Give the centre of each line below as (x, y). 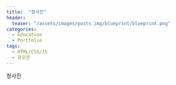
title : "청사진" (27, 12)
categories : (21, 29)
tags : (13, 46)
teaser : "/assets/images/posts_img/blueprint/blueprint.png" (91, 23)
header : (16, 18)
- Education (27, 35)
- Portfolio (27, 40)
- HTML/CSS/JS (30, 52)
